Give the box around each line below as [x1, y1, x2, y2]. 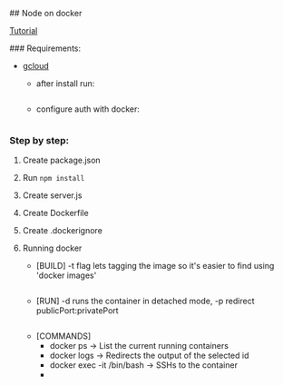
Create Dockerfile [22, 208, 89, 219]
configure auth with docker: [35, 104, 141, 114]
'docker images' [35, 270, 97, 281]
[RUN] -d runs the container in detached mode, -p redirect [35, 295, 256, 307]
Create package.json [22, 154, 102, 166]
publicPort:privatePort [35, 305, 120, 316]
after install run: [35, 78, 95, 89]
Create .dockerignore [22, 225, 102, 236]
